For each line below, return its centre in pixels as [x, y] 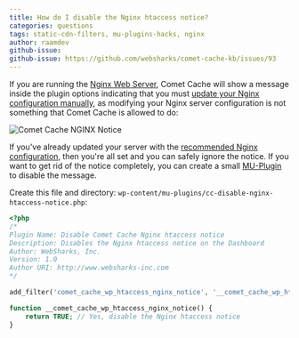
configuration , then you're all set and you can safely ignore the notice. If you [149, 156]
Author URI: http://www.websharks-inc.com [89, 268]
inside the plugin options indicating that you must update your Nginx [134, 93]
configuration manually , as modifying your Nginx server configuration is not [148, 103]
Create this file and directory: [63, 193]
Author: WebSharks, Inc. [55, 251]
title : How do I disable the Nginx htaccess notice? [109, 17]
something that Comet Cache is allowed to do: [94, 113]
